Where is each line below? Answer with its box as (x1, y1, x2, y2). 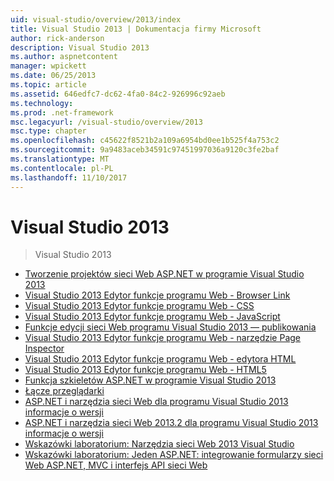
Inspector (24, 342, 65, 355)
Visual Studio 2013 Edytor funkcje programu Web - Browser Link (24, 289, 291, 301)
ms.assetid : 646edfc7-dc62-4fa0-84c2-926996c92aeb (10, 89, 226, 99)
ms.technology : (10, 98, 74, 108)
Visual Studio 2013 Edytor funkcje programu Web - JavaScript (24, 311, 281, 323)
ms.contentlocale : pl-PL (10, 163, 114, 173)
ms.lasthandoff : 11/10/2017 (10, 172, 128, 183)
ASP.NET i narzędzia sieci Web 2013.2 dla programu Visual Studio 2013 (24, 417, 319, 429)
